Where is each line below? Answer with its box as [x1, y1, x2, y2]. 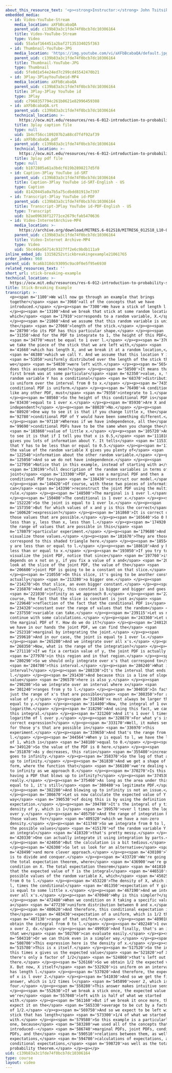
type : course [5, 1056, 33, 1061]
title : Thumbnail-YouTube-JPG [14, 60, 79, 65]
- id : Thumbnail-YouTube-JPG [10, 46, 72, 51]
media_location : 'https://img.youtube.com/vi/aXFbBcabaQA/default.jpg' [14, 50, 170, 56]
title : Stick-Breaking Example [5, 285, 72, 290]
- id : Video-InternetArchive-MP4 [10, 218, 81, 223]
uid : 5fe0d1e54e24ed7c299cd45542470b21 [14, 70, 100, 75]
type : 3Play [14, 94, 40, 99]
